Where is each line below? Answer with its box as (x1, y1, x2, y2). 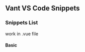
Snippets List (5, 19, 38, 26)
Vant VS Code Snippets (5, 4, 80, 13)
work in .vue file (5, 30, 39, 37)
